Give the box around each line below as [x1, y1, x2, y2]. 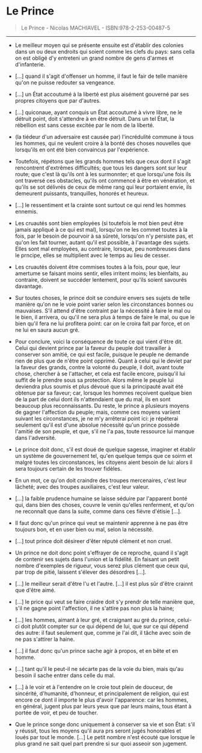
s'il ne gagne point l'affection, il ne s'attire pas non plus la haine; [14, 605, 174, 612]
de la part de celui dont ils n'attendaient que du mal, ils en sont [14, 395, 171, 402]
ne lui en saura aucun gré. [14, 326, 80, 333]
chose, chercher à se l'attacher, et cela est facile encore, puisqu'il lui [14, 370, 186, 377]
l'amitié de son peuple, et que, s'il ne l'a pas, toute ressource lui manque [14, 427, 195, 435]
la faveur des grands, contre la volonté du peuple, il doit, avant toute [14, 363, 185, 370]
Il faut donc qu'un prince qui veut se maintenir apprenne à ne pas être [14, 519, 188, 526]
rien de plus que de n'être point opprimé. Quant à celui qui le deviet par [14, 357, 192, 364]
